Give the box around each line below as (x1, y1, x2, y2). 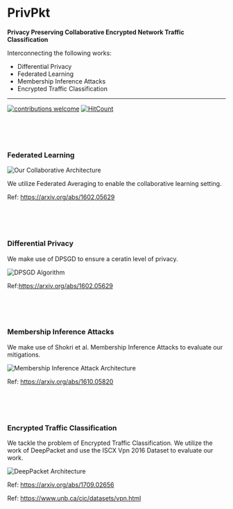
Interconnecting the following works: (7, 49, 112, 57)
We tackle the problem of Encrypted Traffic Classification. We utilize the (7, 439, 213, 447)
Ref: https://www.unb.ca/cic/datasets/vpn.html (7, 494, 141, 503)
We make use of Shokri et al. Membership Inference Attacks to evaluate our (7, 343, 223, 351)
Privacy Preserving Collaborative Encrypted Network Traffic (7, 28, 185, 36)
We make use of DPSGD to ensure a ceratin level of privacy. (7, 254, 178, 263)
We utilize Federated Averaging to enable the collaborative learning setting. (7, 180, 222, 188)
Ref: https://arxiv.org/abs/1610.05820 (7, 377, 114, 386)
